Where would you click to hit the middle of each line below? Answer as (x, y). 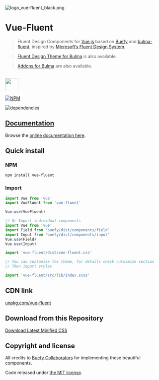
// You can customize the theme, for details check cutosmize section (80, 262)
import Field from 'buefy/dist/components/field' (58, 230)
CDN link (19, 291)
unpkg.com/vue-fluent (28, 303)
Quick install (25, 151)
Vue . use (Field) (21, 239)
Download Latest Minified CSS (36, 330)
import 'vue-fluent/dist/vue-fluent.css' (49, 253)
